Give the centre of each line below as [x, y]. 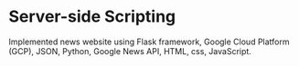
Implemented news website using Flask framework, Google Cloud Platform [149, 42]
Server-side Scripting [92, 17]
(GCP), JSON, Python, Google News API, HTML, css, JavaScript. [130, 51]
